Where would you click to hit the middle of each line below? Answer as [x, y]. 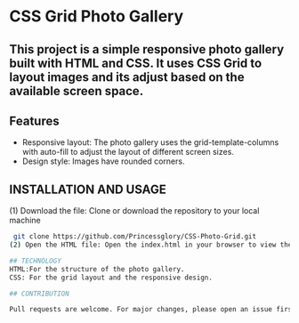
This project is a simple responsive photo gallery [147, 49]
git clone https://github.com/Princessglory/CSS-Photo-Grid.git [134, 237]
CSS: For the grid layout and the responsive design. [111, 278]
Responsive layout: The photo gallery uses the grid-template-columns [150, 142]
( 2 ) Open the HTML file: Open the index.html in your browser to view [143, 245]
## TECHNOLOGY [36, 261]
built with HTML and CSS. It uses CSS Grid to [136, 63]
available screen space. [77, 91]
